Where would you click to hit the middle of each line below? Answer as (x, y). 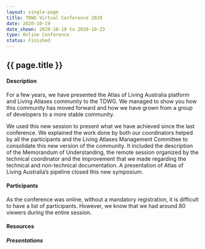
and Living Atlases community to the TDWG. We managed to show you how (102, 101)
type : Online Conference (38, 35)
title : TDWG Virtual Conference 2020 (54, 18)
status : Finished (28, 40)
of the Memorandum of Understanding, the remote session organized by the (102, 152)
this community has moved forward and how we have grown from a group (99, 107)
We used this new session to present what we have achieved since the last (100, 126)
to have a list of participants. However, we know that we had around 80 (96, 205)
